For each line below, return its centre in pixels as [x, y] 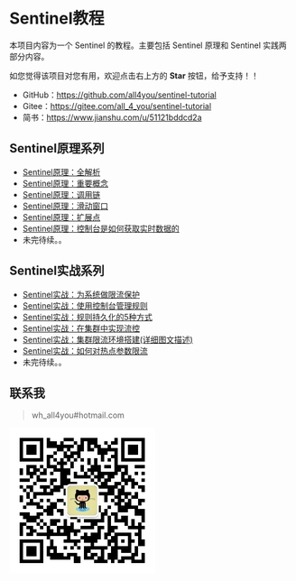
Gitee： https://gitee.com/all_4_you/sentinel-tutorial [117, 106]
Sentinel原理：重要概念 [65, 183]
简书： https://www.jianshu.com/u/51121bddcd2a [112, 117]
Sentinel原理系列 [57, 148]
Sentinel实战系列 [57, 271]
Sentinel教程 [57, 18]
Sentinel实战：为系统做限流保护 [81, 294]
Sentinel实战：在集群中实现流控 [81, 328]
